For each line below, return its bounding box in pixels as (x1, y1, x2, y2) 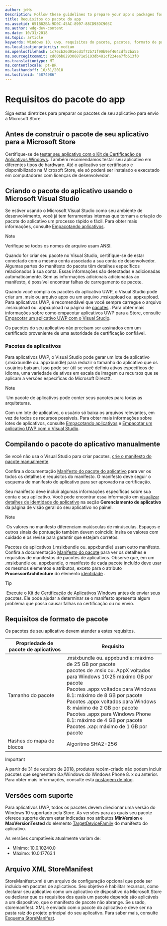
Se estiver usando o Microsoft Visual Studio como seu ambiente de (5, 208, 143, 214)
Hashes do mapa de (7, 737, 55, 744)
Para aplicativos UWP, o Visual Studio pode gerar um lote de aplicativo (5, 354, 150, 360)
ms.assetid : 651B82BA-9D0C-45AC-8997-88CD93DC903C (5, 21, 112, 26)
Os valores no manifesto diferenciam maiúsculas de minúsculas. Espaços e (6, 523, 161, 529)
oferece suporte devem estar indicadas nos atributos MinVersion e (5, 815, 143, 821)
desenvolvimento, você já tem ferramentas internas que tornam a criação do (5, 213, 162, 219)
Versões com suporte (5, 791, 74, 800)
